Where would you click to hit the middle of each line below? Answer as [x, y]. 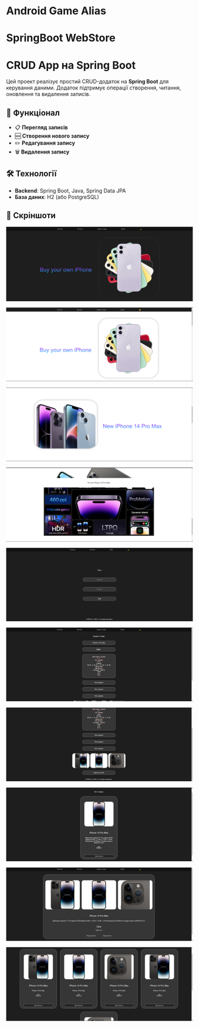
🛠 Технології [31, 173]
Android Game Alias [56, 11]
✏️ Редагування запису [45, 143]
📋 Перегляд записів [41, 127]
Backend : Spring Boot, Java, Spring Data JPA [70, 190]
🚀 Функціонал [33, 113]
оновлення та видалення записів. [48, 94]
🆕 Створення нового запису [52, 136]
